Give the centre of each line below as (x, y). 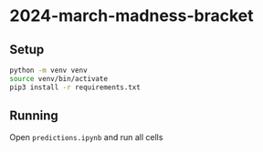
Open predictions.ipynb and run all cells (86, 137)
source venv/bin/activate (58, 78)
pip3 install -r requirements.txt (75, 87)
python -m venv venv (49, 70)
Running (34, 116)
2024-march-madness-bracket (131, 16)
